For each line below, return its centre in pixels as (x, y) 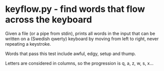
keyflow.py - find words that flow (75, 9)
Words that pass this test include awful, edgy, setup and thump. (71, 54)
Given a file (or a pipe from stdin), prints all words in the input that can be (80, 33)
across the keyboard (49, 20)
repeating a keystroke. (28, 44)
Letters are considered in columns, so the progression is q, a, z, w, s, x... (79, 63)
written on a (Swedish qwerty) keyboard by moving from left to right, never (82, 39)
